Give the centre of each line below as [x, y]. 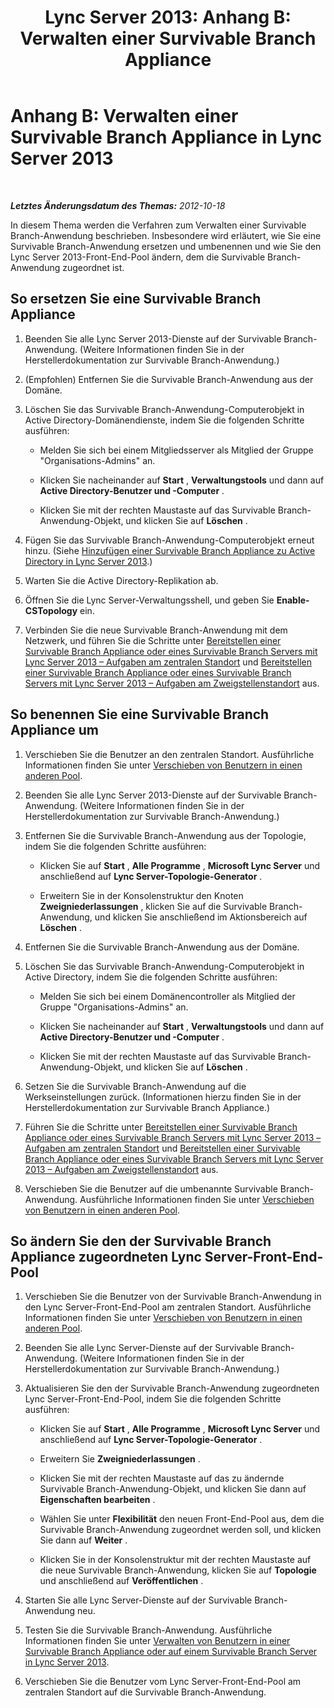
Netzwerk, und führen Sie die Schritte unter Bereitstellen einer [153, 640]
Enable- [293, 600]
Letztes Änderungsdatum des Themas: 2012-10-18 [118, 205]
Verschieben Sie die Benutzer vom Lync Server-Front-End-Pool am [163, 1682]
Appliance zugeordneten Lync [106, 1256]
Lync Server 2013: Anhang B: [168, 17]
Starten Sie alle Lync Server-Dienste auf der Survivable [138, 1600]
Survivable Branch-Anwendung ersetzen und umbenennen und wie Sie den [166, 246]
